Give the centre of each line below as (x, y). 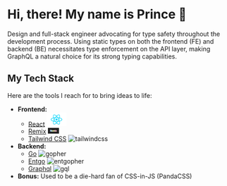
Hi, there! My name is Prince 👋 (97, 14)
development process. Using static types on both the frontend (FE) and (111, 41)
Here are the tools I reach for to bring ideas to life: (80, 95)
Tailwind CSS (47, 139)
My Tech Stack (41, 79)
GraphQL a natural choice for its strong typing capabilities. (92, 56)
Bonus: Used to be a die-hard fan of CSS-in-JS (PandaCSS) (105, 176)
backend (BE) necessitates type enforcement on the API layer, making (109, 49)
